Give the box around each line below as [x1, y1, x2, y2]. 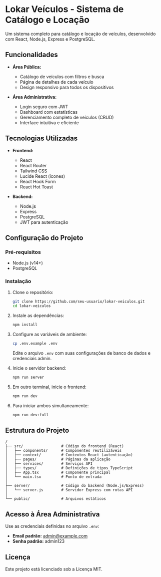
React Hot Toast [19, 184, 53, 190]
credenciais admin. [12, 356, 52, 362]
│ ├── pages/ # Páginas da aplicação [5, 457, 111, 462]
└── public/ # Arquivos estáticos [5, 496, 106, 501]
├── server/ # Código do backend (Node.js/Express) [5, 483, 144, 488]
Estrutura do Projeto [5, 426, 69, 435]
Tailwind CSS [19, 168, 47, 174]
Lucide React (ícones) [19, 173, 65, 179]
